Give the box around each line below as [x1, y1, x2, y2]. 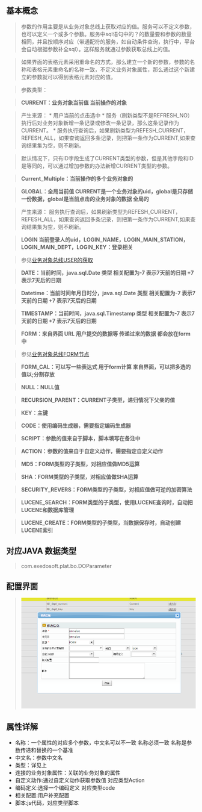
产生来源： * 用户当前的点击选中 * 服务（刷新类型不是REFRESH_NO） [20, 111, 194, 119]
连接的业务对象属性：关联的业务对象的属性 [14, 769, 121, 776]
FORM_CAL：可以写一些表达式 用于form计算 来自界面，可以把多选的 [20, 363, 191, 370]
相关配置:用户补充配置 [14, 792, 70, 799]
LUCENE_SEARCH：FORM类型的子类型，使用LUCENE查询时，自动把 [20, 499, 194, 506]
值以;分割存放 [20, 370, 55, 378]
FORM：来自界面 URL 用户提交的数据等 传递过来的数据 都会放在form [20, 330, 191, 337]
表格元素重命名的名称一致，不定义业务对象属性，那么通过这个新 [31, 66, 190, 73]
